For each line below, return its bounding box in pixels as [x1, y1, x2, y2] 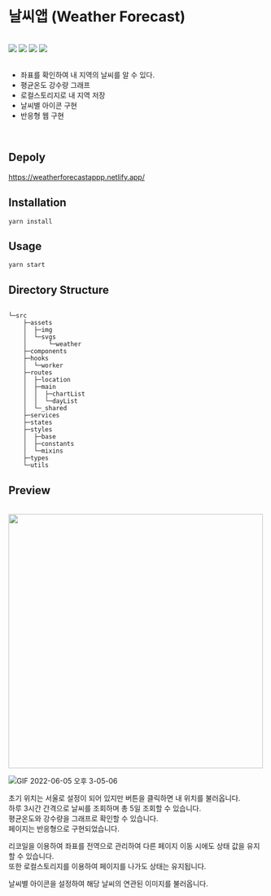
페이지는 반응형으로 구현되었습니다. [8, 824, 120, 833]
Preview [8, 483, 51, 497]
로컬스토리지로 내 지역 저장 [20, 90, 106, 100]
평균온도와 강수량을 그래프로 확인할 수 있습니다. [8, 814, 159, 823]
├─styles [23, 426, 53, 434]
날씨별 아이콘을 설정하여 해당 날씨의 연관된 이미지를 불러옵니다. [8, 879, 209, 888]
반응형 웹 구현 [20, 111, 64, 120]
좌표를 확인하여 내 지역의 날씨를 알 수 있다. [20, 70, 155, 80]
